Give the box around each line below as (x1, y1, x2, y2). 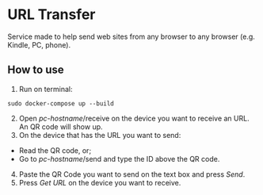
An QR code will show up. (18, 121, 104, 132)
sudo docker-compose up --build (7, 99, 114, 108)
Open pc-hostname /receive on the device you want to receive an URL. (18, 113, 250, 123)
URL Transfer (7, 6, 96, 24)
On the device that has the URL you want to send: (18, 130, 181, 140)
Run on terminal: (18, 84, 73, 94)
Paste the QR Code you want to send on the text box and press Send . (18, 169, 246, 179)
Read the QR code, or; (18, 145, 92, 155)
